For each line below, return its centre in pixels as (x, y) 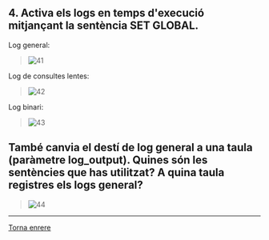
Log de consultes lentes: (49, 76)
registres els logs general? (76, 185)
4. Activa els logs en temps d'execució (106, 13)
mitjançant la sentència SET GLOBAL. (103, 26)
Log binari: (26, 106)
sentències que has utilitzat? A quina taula (116, 172)
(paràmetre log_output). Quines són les (108, 160)
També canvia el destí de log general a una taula (130, 148)
